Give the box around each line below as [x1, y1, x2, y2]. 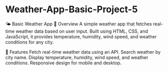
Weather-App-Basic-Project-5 [5, 4, 138, 15]
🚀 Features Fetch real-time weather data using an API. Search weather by [5, 49, 161, 55]
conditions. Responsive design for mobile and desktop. [5, 60, 122, 66]
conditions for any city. [5, 39, 54, 45]
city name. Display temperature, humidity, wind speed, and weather [5, 54, 148, 60]
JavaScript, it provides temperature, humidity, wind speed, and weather [5, 33, 157, 39]
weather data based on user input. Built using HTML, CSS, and [15, 28, 148, 34]
